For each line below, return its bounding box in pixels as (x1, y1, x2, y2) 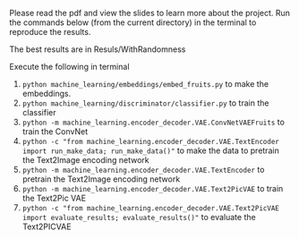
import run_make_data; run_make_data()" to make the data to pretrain (21, 145, 279, 156)
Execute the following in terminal (9, 62, 130, 72)
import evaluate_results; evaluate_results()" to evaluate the (21, 212, 257, 222)
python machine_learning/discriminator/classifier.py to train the (21, 98, 269, 108)
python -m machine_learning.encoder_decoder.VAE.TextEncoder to (21, 165, 265, 175)
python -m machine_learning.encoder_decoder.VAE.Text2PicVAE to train (21, 184, 284, 193)
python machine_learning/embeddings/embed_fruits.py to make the (21, 79, 269, 89)
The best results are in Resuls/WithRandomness (9, 44, 186, 55)
